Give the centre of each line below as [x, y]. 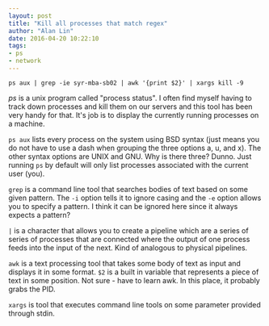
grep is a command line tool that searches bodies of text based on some [128, 189]
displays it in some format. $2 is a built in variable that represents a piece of [134, 272]
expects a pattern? [40, 215]
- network [25, 61]
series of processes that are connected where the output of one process [129, 239]
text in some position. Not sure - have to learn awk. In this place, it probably [134, 280]
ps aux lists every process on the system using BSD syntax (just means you [134, 139]
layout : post [30, 16]
